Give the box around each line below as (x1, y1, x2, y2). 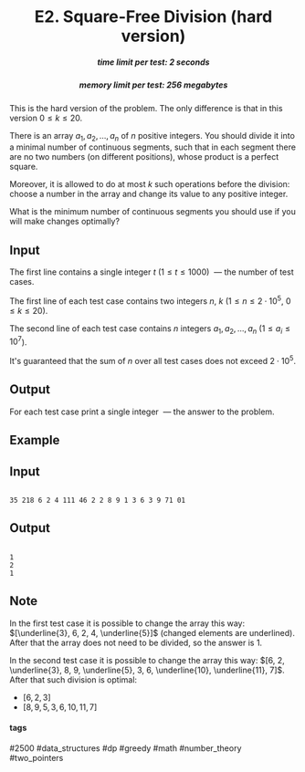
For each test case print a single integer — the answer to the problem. (9, 406, 276, 417)
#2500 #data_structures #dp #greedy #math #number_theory (9, 742, 242, 754)
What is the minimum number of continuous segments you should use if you (9, 206, 297, 217)
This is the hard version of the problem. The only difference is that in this (9, 102, 283, 113)
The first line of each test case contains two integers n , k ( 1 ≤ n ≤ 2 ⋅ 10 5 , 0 (9, 294, 291, 307)
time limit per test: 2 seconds (97, 57, 210, 68)
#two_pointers (9, 752, 64, 763)
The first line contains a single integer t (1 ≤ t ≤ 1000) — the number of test (9, 266, 294, 277)
